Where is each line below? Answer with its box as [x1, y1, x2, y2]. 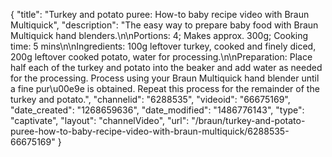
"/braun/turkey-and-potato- [191, 115, 306, 126]
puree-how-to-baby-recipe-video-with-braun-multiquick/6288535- [10, 125, 290, 137]
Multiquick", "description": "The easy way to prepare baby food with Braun [10, 19, 319, 31]
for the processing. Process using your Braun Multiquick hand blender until [10, 72, 320, 84]
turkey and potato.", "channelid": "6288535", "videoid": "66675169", [10, 94, 291, 105]
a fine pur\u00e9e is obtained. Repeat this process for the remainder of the [10, 83, 320, 94]
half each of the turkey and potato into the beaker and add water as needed [10, 62, 323, 73]
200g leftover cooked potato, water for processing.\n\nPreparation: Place [10, 51, 313, 63]
